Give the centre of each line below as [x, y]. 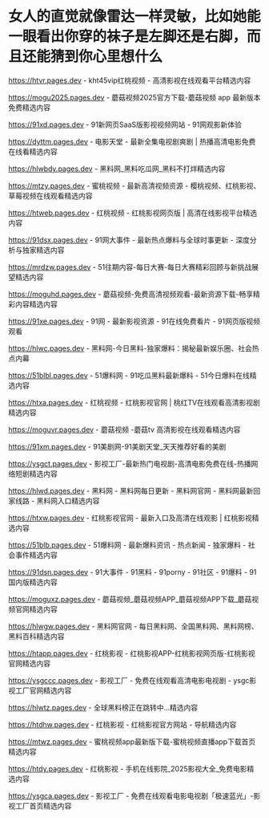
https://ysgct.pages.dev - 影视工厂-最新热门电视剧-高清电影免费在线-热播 [130, 463]
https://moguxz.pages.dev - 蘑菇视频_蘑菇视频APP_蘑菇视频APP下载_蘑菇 [130, 599]
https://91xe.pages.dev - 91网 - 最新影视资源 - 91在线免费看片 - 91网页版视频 [134, 321]
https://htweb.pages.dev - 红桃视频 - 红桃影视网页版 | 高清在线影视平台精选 [133, 213]
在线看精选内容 [33, 151]
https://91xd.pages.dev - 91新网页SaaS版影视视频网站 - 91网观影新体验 [125, 124]
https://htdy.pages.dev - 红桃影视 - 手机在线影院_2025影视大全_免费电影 [128, 768]
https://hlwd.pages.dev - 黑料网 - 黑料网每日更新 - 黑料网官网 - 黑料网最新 [131, 490]
